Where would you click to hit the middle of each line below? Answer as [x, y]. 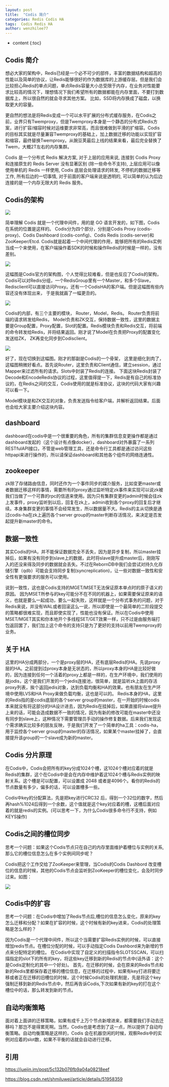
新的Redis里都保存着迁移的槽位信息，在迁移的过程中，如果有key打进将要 [81, 971]
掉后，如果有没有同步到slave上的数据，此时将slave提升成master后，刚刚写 [82, 558]
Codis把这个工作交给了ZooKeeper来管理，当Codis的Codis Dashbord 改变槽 [83, 864]
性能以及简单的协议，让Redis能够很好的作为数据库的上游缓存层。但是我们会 [84, 79]
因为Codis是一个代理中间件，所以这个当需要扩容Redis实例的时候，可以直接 [83, 940]
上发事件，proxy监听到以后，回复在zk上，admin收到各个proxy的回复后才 [81, 502]
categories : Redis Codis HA [35, 19]
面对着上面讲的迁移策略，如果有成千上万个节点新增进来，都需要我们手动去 [82, 1021]
